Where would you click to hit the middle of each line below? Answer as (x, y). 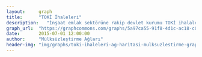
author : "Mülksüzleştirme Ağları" (55, 39)
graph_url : (20, 28)
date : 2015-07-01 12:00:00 (48, 34)
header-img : (21, 45)
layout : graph (29, 12)
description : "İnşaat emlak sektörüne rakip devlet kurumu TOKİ (91, 23)
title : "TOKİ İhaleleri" (44, 17)
